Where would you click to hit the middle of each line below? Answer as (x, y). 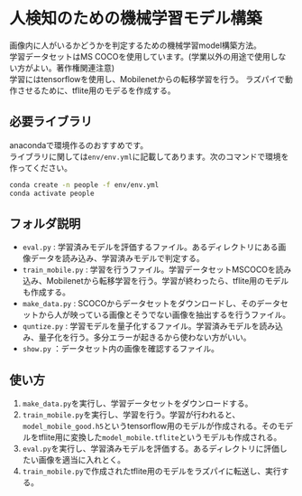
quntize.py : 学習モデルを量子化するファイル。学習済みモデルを (141, 326)
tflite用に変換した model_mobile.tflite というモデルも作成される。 (160, 437)
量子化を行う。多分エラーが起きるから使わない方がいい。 (145, 337)
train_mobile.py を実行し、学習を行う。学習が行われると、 (131, 415)
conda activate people (52, 193)
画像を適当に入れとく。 (82, 460)
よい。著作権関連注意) (74, 68)
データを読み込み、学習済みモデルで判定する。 (117, 258)
